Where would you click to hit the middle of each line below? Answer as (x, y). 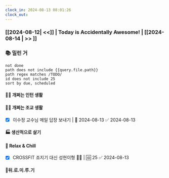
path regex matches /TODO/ (34, 74)
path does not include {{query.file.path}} (52, 70)
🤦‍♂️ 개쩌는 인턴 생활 (24, 95)
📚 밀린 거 (16, 53)
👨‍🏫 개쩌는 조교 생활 (24, 107)
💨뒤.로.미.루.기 (20, 170)
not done (14, 65)
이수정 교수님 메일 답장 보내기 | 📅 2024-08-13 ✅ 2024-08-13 (74, 120)
